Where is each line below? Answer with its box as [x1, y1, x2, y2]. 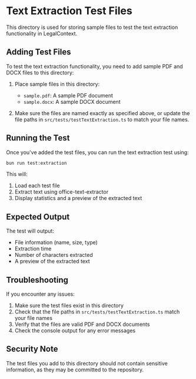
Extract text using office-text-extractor [14, 188, 109, 195]
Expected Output [6, 211, 70, 222]
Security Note [6, 344, 58, 354]
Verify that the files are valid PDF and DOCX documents [14, 321, 150, 328]
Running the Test [6, 133, 70, 143]
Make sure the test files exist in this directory [14, 302, 124, 309]
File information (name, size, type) [14, 239, 98, 246]
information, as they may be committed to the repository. [6, 366, 144, 373]
